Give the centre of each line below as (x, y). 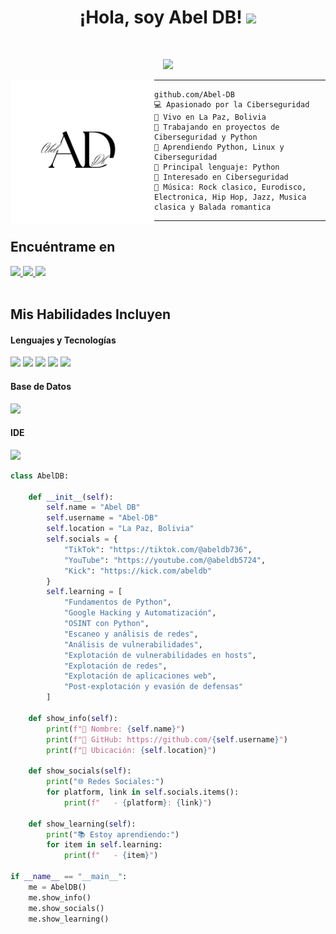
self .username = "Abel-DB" (102, 518)
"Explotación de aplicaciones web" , (140, 676)
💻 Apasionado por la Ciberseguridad (232, 104)
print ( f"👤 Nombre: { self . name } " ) (116, 729)
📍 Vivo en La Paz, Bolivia (210, 117)
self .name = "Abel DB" (93, 507)
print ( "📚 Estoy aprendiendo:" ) (113, 834)
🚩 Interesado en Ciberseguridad (221, 177)
